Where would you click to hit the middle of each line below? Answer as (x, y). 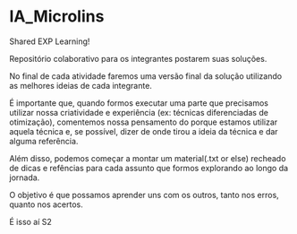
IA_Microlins (57, 17)
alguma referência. (44, 141)
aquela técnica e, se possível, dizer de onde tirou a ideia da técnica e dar (144, 131)
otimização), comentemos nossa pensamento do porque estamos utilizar (144, 122)
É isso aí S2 (30, 221)
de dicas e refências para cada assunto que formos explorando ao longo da (149, 168)
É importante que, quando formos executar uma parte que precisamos (139, 103)
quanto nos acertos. (46, 204)
